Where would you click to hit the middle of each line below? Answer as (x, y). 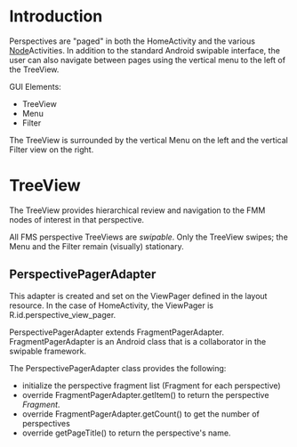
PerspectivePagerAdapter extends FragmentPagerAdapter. (117, 332)
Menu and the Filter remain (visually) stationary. (96, 246)
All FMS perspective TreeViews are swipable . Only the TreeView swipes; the (149, 237)
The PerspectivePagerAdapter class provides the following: (118, 368)
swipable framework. (48, 351)
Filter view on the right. (52, 150)
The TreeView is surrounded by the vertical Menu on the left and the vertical (149, 140)
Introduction (56, 16)
